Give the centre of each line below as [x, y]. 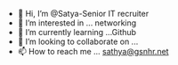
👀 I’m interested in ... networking [77, 23]
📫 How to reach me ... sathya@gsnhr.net [93, 51]
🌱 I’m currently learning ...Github [77, 32]
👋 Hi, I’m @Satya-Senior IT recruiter [83, 14]
